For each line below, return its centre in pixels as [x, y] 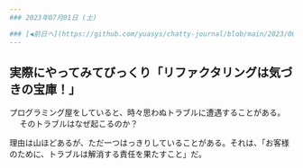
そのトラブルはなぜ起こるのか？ [78, 124]
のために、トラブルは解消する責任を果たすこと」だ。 [108, 155]
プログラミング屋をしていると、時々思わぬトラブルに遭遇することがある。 [147, 112]
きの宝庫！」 [45, 89]
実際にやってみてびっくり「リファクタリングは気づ [151, 72]
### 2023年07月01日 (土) [53, 18]
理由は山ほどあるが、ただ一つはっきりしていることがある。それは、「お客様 [150, 143]
